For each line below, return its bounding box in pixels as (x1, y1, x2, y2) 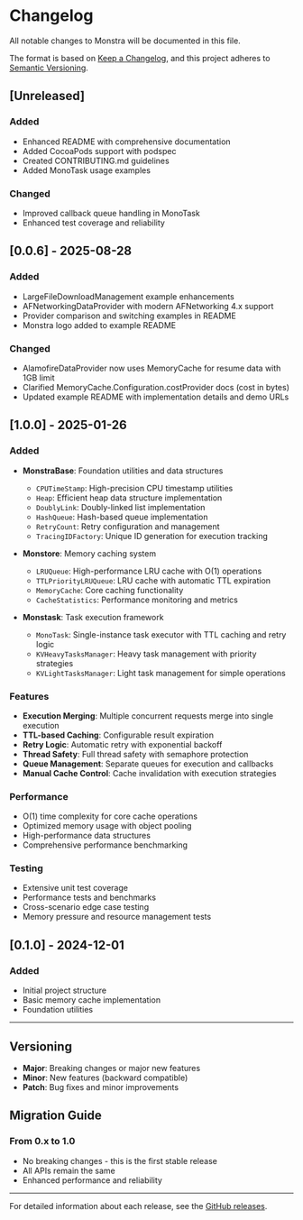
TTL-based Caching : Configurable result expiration (22, 729, 215, 740)
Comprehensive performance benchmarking (22, 839, 188, 850)
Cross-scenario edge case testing (22, 902, 150, 913)
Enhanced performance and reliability (22, 1174, 162, 1186)
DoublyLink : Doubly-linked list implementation (35, 501, 206, 512)
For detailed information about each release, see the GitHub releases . (9, 1200, 268, 1211)
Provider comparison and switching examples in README (22, 310, 236, 321)
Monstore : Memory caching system (22, 547, 156, 559)
